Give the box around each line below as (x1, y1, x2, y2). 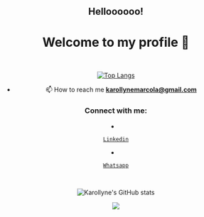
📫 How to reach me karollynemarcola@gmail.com (45, 85, 197, 94)
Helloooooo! (88, 6, 144, 18)
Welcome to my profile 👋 (42, 34, 190, 50)
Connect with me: (84, 106, 148, 116)
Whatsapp (102, 162, 129, 169)
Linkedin (102, 135, 129, 143)
